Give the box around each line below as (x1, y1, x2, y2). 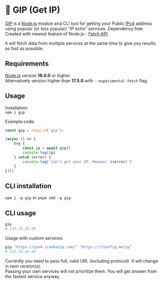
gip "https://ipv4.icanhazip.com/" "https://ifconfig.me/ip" (5, 245, 132, 249)
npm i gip (5, 110, 25, 115)
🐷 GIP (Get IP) (5, 4, 61, 16)
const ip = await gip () (22, 146, 71, 151)
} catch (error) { (14, 154, 51, 160)
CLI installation (5, 182, 52, 190)
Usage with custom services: (5, 235, 63, 241)
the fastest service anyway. (5, 273, 61, 279)
